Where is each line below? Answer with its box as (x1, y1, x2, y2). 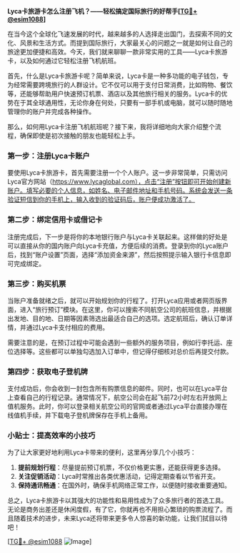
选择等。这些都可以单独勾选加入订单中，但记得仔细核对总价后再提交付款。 (13, 347, 233, 355)
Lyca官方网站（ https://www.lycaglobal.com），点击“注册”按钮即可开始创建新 (7, 178, 231, 186)
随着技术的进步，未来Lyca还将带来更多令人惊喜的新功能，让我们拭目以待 (13, 514, 228, 523)
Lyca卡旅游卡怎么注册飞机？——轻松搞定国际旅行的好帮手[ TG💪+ (7, 7, 198, 15)
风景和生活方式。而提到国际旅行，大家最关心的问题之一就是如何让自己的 (19, 39, 233, 47)
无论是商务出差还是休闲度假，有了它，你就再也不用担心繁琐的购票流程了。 (7, 505, 226, 514)
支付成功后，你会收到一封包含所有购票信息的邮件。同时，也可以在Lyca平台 (7, 385, 228, 393)
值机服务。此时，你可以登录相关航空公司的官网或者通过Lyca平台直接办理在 (7, 402, 228, 411)
